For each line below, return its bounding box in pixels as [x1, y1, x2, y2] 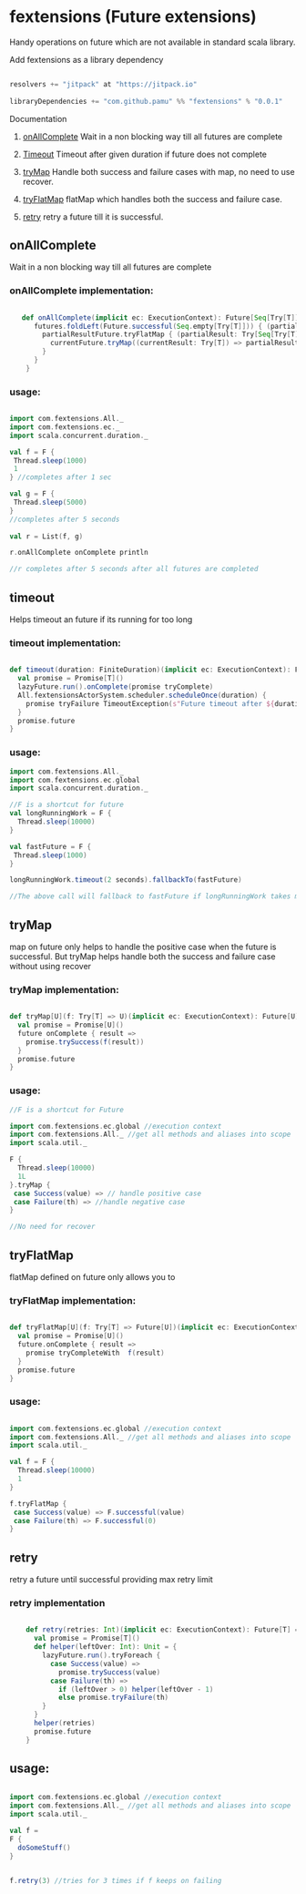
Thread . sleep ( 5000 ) [13, 498, 88, 507]
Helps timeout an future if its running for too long [9, 614, 193, 625]
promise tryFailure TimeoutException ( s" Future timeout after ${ [25, 699, 275, 708]
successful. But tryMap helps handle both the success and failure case [9, 950, 276, 962]
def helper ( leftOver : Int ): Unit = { [33, 1643, 178, 1652]
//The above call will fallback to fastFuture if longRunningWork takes [9, 892, 291, 901]
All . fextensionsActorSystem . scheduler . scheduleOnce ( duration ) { [17, 691, 267, 700]
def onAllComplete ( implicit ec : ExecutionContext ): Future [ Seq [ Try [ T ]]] [21, 312, 303, 322]
